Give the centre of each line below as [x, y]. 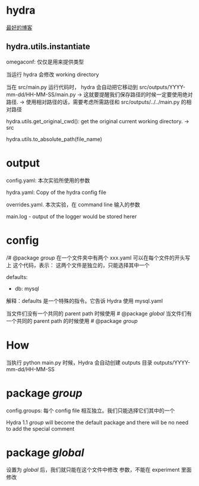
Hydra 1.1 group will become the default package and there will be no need [97, 422]
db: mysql [27, 289]
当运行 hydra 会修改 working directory [53, 74]
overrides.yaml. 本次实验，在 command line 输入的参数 [73, 204]
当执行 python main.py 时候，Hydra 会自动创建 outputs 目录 [79, 362]
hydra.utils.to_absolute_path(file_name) [54, 139]
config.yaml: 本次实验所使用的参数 [48, 180]
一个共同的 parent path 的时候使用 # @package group [72, 321]
